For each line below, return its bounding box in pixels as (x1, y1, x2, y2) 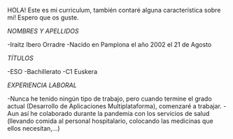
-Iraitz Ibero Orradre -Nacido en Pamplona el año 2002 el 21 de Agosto (7, 41, 212, 48)
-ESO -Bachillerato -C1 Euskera (7, 68, 98, 75)
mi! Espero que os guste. (7, 13, 79, 22)
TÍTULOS (7, 54, 34, 62)
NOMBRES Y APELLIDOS (7, 27, 79, 35)
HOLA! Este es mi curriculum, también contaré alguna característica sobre (7, 6, 221, 14)
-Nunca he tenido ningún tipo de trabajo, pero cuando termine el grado (7, 94, 212, 103)
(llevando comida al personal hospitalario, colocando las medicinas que (7, 117, 213, 125)
